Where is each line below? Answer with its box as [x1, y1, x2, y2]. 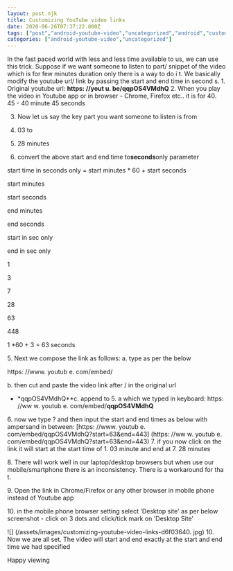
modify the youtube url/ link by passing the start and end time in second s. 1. [7, 77, 226, 85]
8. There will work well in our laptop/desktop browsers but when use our [7, 458, 214, 466]
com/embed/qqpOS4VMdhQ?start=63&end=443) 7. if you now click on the [7, 437, 222, 446]
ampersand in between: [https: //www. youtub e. [7, 423, 146, 431]
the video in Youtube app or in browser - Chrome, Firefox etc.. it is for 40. [7, 91, 217, 100]
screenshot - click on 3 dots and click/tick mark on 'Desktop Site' [7, 514, 194, 523]
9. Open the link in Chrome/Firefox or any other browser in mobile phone [7, 486, 215, 495]
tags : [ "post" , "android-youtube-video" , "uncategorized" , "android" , [7, 29, 207, 37]
